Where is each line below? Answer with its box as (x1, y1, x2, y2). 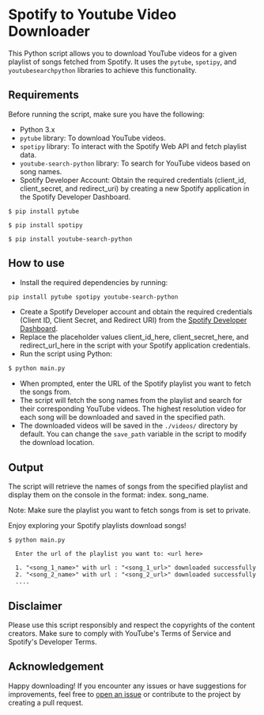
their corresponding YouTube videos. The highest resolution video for (19, 404, 247, 413)
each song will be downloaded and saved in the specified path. (19, 413, 226, 422)
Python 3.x (19, 124, 55, 134)
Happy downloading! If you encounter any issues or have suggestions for (8, 681, 247, 690)
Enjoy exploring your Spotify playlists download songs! (8, 521, 187, 531)
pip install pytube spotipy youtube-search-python (8, 293, 179, 301)
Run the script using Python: (19, 349, 112, 359)
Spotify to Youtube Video (8, 6, 177, 24)
